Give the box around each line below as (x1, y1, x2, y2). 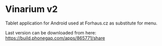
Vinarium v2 (5, 3, 58, 15)
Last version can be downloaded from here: (5, 29, 96, 35)
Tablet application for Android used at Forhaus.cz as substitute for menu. (5, 20, 158, 26)
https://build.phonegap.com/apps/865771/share (5, 35, 105, 41)
